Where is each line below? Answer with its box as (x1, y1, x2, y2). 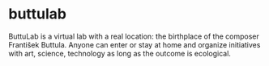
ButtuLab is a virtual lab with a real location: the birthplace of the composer (8, 31, 259, 41)
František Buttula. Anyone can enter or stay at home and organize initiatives (8, 39, 261, 49)
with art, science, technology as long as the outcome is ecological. (8, 48, 231, 58)
